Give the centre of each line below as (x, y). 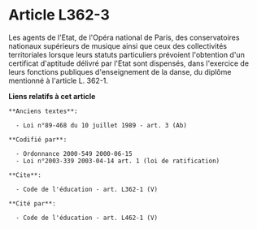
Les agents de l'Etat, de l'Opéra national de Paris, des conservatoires (124, 37)
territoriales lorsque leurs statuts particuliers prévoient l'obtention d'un (127, 54)
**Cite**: (25, 175)
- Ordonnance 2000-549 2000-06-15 (74, 153)
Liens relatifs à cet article (52, 96)
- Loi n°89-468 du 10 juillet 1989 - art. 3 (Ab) (101, 125)
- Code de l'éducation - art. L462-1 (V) (87, 218)
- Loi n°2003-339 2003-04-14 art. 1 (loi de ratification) (118, 161)
